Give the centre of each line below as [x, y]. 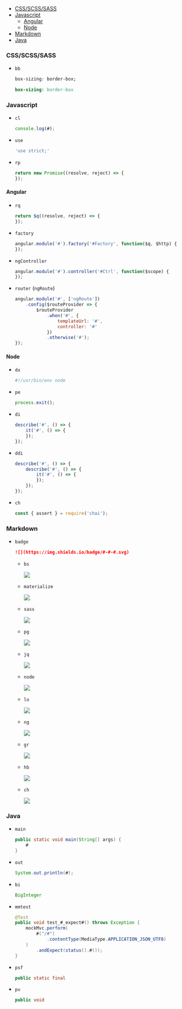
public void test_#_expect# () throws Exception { [77, 923]
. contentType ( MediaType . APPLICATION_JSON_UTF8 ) [106, 939]
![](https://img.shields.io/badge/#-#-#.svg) [72, 552]
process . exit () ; [35, 403]
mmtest [23, 907]
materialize [38, 587]
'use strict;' [32, 151]
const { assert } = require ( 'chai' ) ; [61, 513]
